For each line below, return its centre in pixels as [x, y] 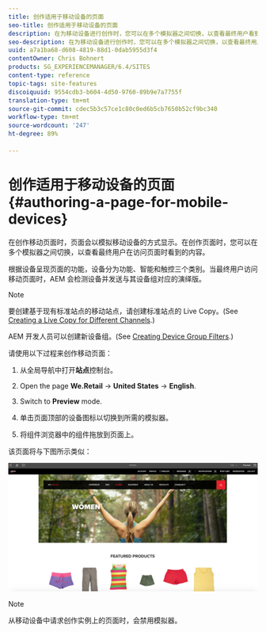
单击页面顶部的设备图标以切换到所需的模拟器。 [96, 417]
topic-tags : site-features [53, 83]
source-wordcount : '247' [49, 126]
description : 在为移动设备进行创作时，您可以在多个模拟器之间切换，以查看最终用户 [129, 33]
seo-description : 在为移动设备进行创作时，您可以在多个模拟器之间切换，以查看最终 [130, 42]
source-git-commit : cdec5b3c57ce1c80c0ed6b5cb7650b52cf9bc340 [113, 109]
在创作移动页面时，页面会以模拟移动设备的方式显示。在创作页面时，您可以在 [133, 242]
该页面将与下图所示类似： [50, 451]
